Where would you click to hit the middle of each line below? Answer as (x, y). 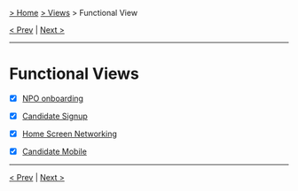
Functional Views (74, 74)
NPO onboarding (53, 98)
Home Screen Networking (70, 134)
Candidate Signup (55, 116)
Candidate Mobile (54, 152)
